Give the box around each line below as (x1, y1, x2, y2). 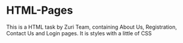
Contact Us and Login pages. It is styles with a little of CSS (6, 29, 152, 36)
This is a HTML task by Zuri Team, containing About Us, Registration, (6, 23, 178, 30)
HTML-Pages (6, 4, 73, 17)
